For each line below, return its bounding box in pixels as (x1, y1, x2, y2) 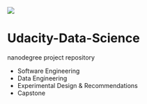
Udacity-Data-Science (7, 31, 141, 46)
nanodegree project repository (7, 53, 95, 62)
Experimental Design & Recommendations (17, 81, 138, 89)
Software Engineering (17, 67, 80, 75)
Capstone (17, 89, 46, 97)
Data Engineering (17, 73, 68, 83)
